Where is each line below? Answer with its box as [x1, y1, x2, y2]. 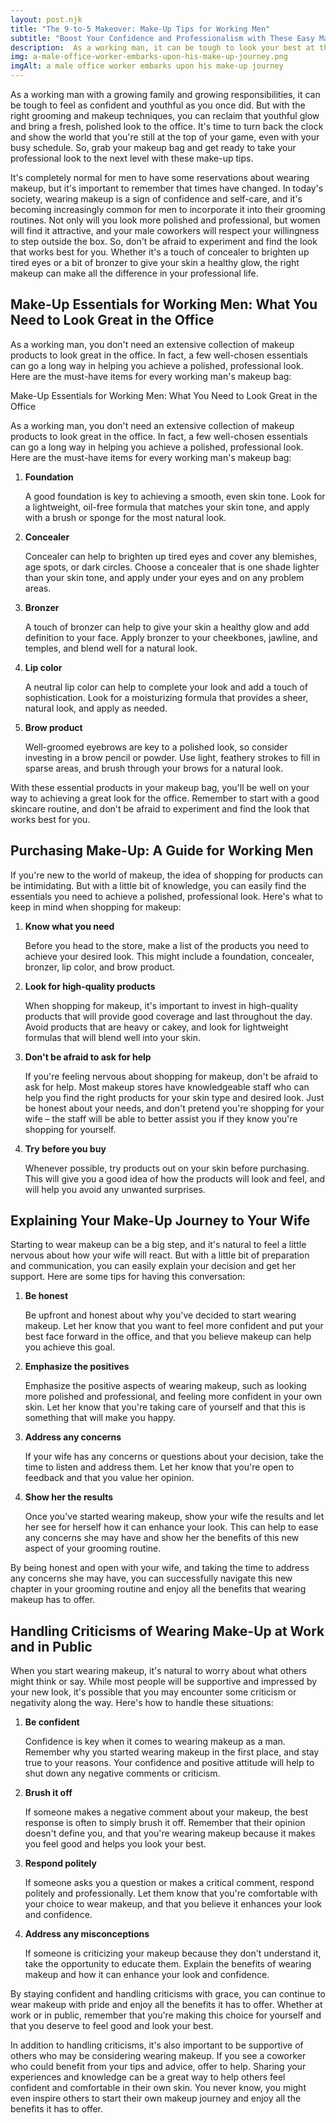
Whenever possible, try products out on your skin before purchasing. [24, 1162, 310, 1174]
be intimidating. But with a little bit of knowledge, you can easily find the [10, 879, 307, 891]
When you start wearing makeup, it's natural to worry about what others [10, 1665, 307, 1677]
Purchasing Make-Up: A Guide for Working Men [10, 842, 314, 860]
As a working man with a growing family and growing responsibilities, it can [10, 89, 321, 100]
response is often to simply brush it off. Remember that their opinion [24, 1817, 306, 1829]
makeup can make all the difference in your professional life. [10, 267, 259, 279]
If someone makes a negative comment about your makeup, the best [24, 1806, 309, 1818]
